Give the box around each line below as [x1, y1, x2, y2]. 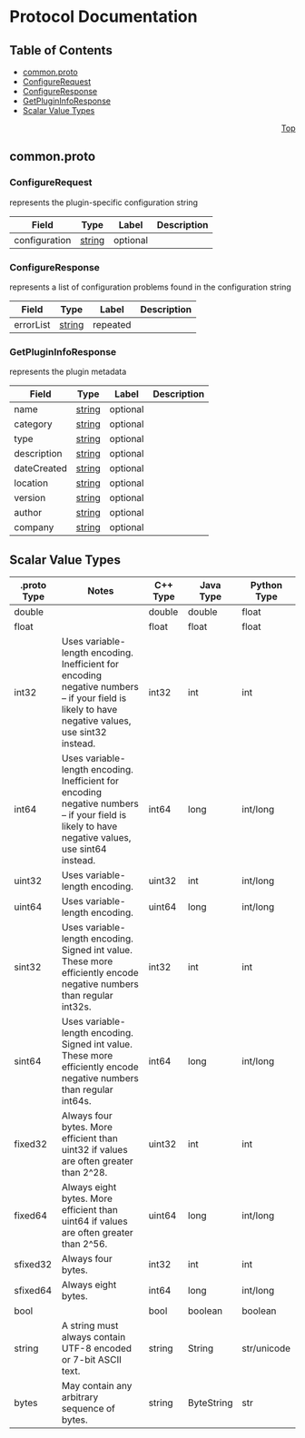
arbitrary [61, 1391, 99, 1404]
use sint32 [61, 726, 107, 739]
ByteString [187, 1396, 233, 1409]
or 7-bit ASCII [61, 1354, 123, 1366]
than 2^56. [61, 1237, 108, 1250]
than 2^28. [61, 1167, 108, 1179]
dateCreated [14, 462, 68, 475]
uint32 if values [61, 1144, 129, 1157]
